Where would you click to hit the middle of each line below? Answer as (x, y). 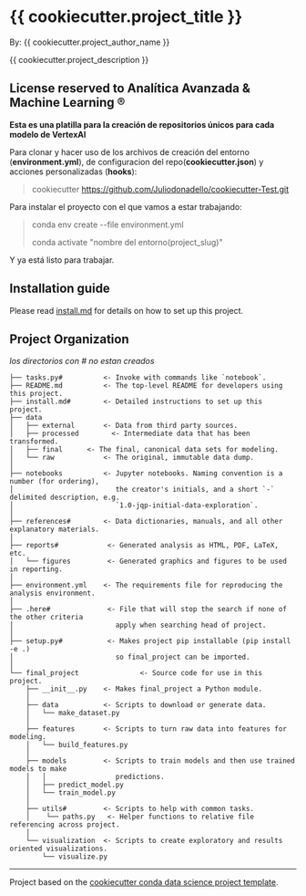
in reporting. (36, 569)
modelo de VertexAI (48, 134)
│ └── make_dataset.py (73, 714)
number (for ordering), (55, 482)
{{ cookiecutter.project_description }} (79, 59)
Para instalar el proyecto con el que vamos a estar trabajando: (126, 206)
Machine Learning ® (67, 103)
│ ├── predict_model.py (75, 785)
